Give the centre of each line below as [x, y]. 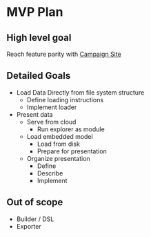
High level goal [39, 38]
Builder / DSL [35, 219]
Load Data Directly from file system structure [80, 92]
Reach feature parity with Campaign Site [64, 54]
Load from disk [59, 144]
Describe [50, 173]
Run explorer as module [71, 129]
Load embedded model [60, 136]
